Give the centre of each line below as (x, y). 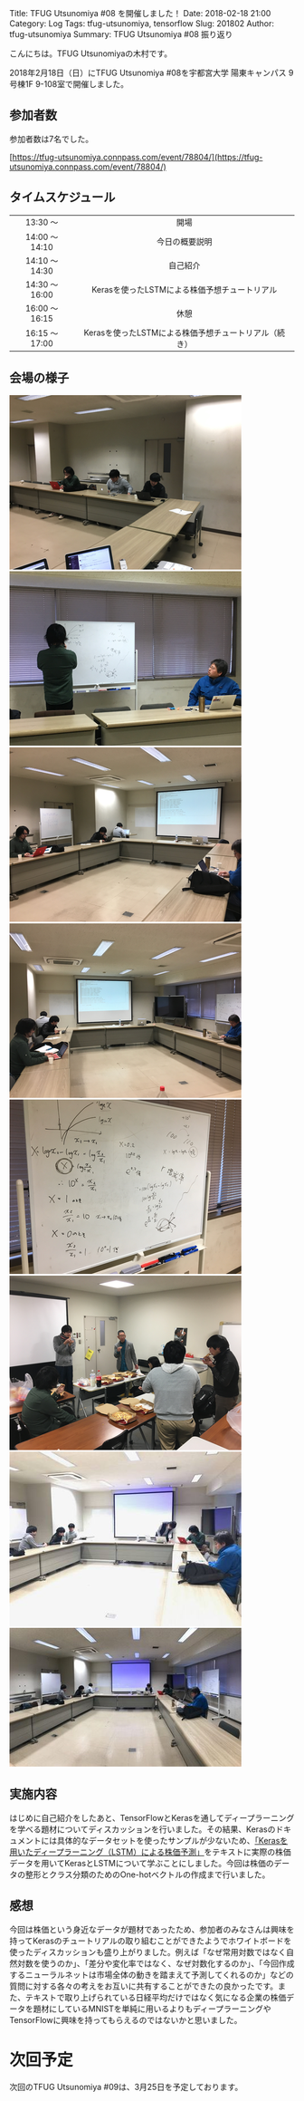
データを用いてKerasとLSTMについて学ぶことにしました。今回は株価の (142, 1863)
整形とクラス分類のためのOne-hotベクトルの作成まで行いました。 (147, 1875)
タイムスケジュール (62, 198)
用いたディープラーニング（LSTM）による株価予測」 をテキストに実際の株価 (150, 1852)
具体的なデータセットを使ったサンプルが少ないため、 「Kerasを (172, 1840)
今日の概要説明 (185, 242)
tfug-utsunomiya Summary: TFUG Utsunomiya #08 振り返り (121, 34)
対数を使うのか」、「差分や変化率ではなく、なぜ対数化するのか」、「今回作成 (156, 1963)
